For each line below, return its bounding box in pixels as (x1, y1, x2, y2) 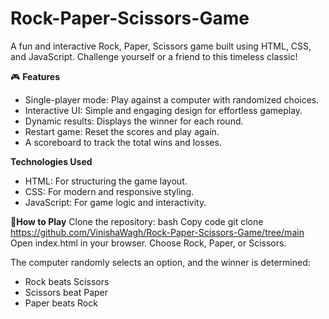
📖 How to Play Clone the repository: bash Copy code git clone (10, 215, 264, 227)
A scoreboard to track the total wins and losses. (24, 136, 222, 148)
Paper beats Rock (24, 297, 98, 309)
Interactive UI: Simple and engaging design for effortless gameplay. (24, 104, 303, 116)
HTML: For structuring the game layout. (24, 175, 188, 187)
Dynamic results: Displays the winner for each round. (24, 115, 244, 127)
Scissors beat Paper (24, 286, 108, 298)
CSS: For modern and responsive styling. (24, 185, 195, 197)
